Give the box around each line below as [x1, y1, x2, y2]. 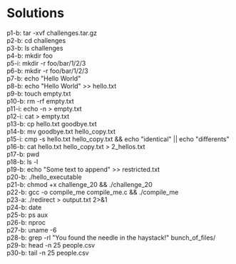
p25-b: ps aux [6, 210, 48, 219]
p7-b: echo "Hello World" [6, 73, 81, 83]
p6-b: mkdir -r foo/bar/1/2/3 [6, 66, 88, 75]
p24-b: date [6, 203, 42, 211]
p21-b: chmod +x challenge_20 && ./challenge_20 [6, 180, 153, 188]
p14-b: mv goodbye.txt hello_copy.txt [6, 127, 116, 136]
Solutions [6, 5, 65, 21]
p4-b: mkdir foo [6, 51, 53, 60]
